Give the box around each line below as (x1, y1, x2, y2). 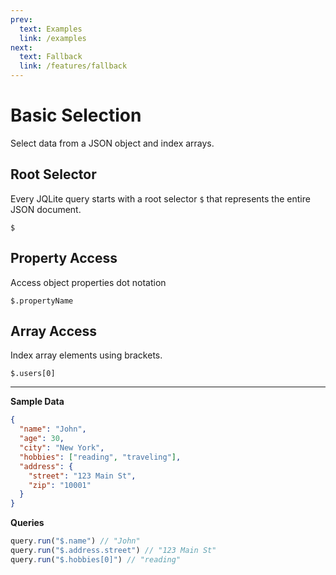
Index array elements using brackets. (10, 349, 163, 361)
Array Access (10, 322, 98, 340)
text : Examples (19, 24, 83, 34)
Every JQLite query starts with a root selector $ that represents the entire (10, 192, 311, 205)
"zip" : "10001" (28, 480, 92, 490)
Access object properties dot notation (10, 276, 167, 288)
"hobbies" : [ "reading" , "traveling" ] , (19, 452, 182, 462)
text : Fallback (19, 52, 83, 62)
